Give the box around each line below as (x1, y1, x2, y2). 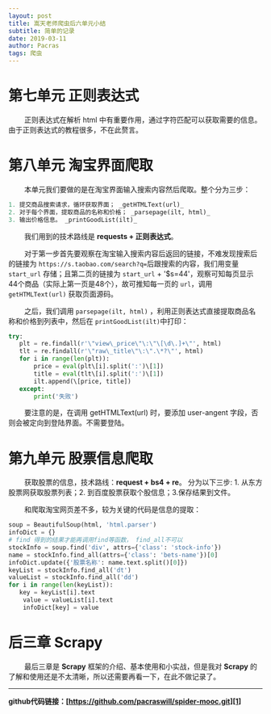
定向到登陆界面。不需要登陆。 (29, 418, 129, 428)
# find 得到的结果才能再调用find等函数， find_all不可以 (8, 536, 183, 544)
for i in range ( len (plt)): (19, 355, 110, 363)
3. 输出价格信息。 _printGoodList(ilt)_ (8, 216, 138, 224)
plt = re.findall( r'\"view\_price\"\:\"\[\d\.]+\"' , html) (19, 340, 222, 348)
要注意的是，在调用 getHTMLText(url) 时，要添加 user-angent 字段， (23, 408, 252, 418)
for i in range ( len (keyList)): (8, 581, 114, 590)
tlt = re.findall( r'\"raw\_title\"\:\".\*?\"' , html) (19, 347, 204, 355)
